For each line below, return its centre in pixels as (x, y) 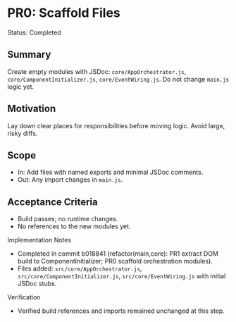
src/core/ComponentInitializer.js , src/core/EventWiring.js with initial (122, 276)
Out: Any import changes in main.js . (70, 180)
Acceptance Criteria (52, 202)
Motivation (32, 109)
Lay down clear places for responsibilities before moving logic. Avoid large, (116, 125)
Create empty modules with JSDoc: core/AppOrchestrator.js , (97, 71)
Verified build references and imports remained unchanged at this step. (121, 311)
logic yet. (21, 87)
